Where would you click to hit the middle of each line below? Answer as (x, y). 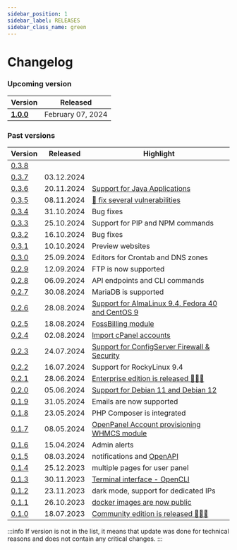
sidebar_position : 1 (38, 14)
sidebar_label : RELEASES (44, 21)
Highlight (159, 154)
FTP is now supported (128, 269)
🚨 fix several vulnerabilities (136, 200)
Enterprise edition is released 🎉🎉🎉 (148, 379)
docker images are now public (141, 503)
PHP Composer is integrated (139, 413)
